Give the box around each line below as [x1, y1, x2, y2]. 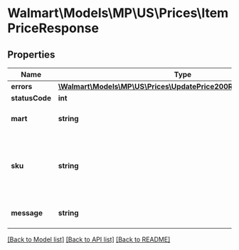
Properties [7, 48, 55, 61]
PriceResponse [7, 20, 100, 36]
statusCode [11, 93, 52, 103]
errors [11, 82, 33, 91]
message [11, 208, 43, 218]
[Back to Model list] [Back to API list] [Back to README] [7, 235, 171, 244]
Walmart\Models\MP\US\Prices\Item [7, 5, 229, 21]
